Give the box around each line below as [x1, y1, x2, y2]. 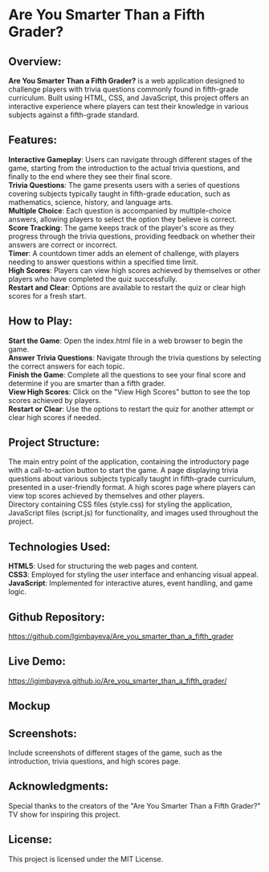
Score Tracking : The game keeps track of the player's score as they [8, 222, 234, 232]
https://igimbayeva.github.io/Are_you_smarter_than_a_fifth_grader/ [8, 676, 227, 686]
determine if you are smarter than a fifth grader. [8, 378, 166, 388]
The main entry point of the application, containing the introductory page [8, 457, 250, 467]
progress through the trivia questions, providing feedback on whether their [8, 231, 255, 241]
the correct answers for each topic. [8, 361, 125, 371]
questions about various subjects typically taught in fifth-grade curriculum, [8, 474, 256, 483]
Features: [8, 133, 58, 147]
